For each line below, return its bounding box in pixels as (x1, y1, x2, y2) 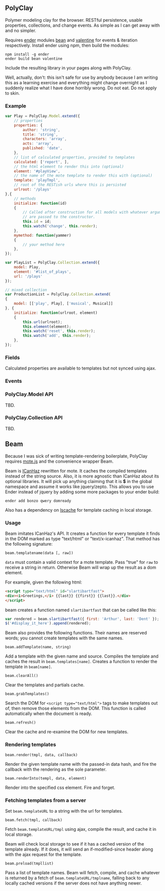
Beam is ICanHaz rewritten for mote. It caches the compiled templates (5, 468, 147, 474)
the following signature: (5, 541, 53, 547)
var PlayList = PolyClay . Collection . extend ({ (5, 260, 100, 265)
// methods (14, 196, 36, 201)
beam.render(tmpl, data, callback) (5, 752, 78, 757)
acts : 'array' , (23, 141, 54, 146)
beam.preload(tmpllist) (5, 861, 54, 866)
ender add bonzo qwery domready (5, 498, 71, 503)
